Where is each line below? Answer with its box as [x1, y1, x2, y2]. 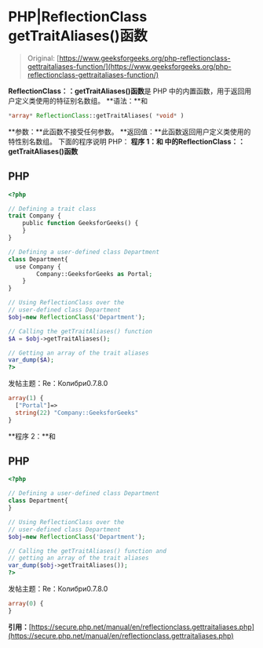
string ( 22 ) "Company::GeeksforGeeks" [15, 409, 139, 417]
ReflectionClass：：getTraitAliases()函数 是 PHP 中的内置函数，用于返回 [8, 86, 245, 96]
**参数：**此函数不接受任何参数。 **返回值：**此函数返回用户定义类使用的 [8, 126, 251, 137]
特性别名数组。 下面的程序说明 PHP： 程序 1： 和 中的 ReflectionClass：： [8, 137, 246, 146]
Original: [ [27, 53, 60, 63]
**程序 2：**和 [8, 431, 57, 441]
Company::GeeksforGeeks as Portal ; [36, 270, 153, 278]
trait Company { [8, 212, 61, 220]
